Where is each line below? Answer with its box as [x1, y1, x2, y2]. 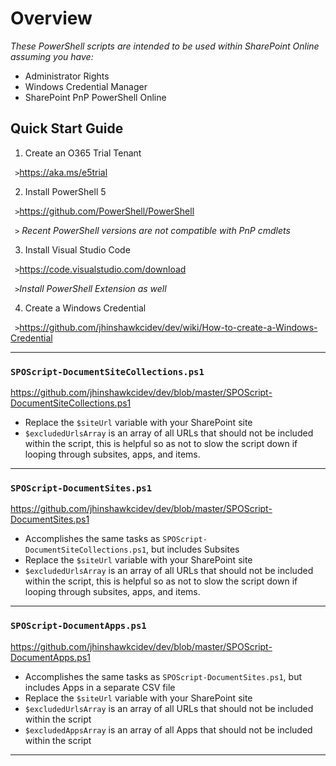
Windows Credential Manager [24, 80, 148, 92]
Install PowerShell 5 [24, 185, 107, 197]
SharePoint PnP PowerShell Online [24, 91, 167, 103]
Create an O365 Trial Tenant [24, 147, 142, 159]
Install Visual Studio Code [24, 243, 131, 256]
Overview [10, 7, 93, 30]
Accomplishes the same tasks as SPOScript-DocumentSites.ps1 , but [24, 670, 302, 682]
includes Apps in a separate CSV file [24, 681, 176, 693]
